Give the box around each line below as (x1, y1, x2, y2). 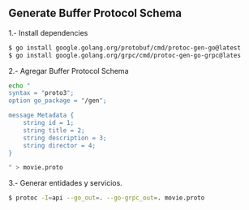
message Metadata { (8, 111, 75, 120)
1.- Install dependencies (8, 28, 88, 37)
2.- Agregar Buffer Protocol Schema (8, 66, 129, 75)
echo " (8, 81, 31, 90)
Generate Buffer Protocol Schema (8, 6, 182, 20)
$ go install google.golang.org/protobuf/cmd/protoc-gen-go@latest (8, 44, 242, 52)
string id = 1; (23, 119, 75, 127)
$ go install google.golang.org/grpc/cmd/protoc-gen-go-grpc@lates (8, 51, 242, 59)
